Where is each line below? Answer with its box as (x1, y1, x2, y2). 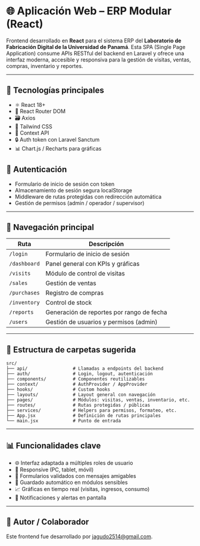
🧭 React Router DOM (14, 108, 66, 115)
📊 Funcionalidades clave (6, 440, 101, 450)
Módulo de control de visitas (45, 269, 125, 278)
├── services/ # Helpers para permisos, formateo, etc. (6, 407, 177, 413)
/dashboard (9, 260, 40, 267)
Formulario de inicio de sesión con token (14, 180, 115, 188)
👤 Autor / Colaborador (6, 517, 89, 527)
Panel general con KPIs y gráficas (45, 260, 140, 268)
